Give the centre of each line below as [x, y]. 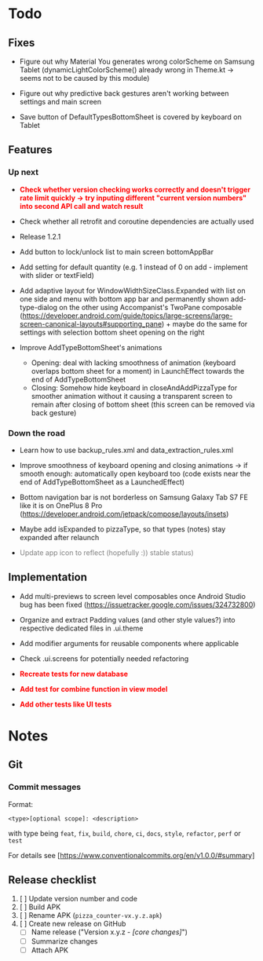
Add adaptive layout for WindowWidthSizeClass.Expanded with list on [132, 290]
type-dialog [38, 307]
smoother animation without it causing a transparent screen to [132, 396]
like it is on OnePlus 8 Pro [61, 505]
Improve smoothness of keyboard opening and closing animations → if [133, 465]
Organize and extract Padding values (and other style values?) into [127, 619]
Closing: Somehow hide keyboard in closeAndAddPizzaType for [134, 387]
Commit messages [45, 787]
